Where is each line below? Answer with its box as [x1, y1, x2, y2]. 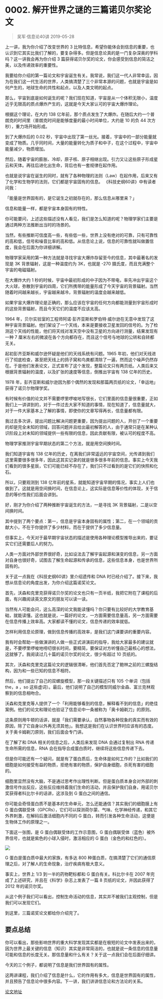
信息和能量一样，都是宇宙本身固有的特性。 [5, 205, 90, 211]
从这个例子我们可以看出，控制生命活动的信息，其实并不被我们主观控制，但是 [5, 894, 158, 899]
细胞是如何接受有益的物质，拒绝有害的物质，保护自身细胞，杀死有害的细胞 [5, 761, 154, 768]
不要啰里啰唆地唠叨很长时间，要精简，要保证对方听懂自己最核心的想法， [13, 645, 158, 651]
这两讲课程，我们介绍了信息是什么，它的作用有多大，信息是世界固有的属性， [5, 972, 158, 978]
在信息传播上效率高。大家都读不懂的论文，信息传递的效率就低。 [5, 618, 132, 624]
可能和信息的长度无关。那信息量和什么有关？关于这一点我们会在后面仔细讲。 [5, 951, 158, 957]
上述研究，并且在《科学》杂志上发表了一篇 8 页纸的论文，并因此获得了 [13, 877, 155, 883]
